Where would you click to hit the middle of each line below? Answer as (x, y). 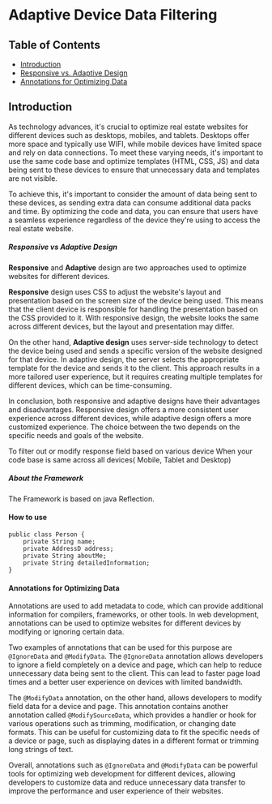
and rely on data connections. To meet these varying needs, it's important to (136, 153)
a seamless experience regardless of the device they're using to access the (134, 220)
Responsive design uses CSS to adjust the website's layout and (115, 292)
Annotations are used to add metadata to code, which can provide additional (136, 606)
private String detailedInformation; (87, 563)
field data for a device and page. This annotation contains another (119, 707)
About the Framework (46, 478)
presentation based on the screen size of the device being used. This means (136, 300)
